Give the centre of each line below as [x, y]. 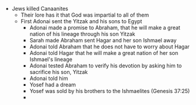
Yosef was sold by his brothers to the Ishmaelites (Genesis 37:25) [110, 91]
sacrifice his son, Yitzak [59, 72]
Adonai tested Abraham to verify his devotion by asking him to [106, 66]
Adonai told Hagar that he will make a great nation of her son [104, 53]
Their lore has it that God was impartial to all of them [85, 15]
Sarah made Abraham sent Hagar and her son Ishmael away [103, 40]
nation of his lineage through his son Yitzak [82, 34]
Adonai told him [49, 78]
